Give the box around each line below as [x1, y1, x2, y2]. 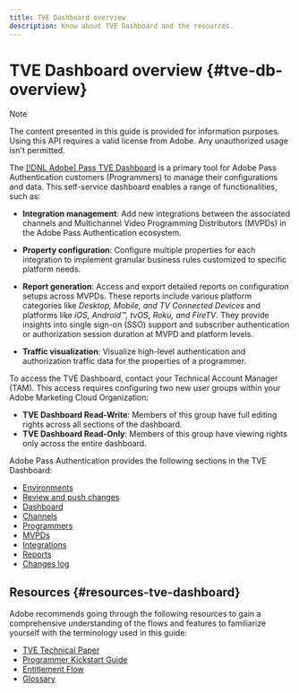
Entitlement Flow [21, 664, 85, 675]
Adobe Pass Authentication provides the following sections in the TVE [9, 455, 267, 466]
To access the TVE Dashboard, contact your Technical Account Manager [9, 373, 278, 384]
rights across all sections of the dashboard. [21, 419, 183, 430]
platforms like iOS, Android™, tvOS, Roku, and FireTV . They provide [21, 310, 269, 321]
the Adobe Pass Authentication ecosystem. [21, 228, 182, 238]
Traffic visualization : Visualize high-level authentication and [21, 346, 246, 357]
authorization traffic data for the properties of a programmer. [21, 356, 247, 367]
